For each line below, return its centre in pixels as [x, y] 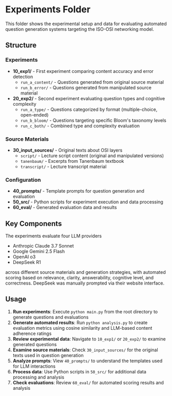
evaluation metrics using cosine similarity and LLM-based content [82, 328]
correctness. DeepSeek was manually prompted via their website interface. [85, 283]
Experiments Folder [48, 10]
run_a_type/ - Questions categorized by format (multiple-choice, [89, 109]
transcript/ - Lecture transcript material [63, 166]
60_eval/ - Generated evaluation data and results [65, 208]
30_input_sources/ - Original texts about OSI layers [68, 150]
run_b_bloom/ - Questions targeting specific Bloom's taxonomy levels [93, 120]
